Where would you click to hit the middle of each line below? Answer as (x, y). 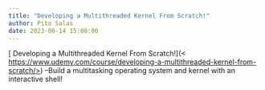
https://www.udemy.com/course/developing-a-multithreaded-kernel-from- (132, 62)
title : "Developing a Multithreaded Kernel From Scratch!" (109, 16)
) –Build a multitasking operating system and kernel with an (137, 71)
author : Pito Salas (41, 23)
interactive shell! (35, 79)
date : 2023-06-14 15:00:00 (53, 31)
